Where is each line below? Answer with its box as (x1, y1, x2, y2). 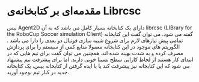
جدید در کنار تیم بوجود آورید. (7, 68, 70, 75)
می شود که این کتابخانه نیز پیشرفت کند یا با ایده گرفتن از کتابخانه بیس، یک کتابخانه (7, 62, 190, 69)
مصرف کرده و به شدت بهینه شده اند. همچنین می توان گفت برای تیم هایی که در (7, 49, 184, 56)
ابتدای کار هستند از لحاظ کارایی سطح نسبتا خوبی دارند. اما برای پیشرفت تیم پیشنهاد (7, 56, 194, 63)
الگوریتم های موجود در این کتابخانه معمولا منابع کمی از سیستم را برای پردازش (7, 43, 180, 50)
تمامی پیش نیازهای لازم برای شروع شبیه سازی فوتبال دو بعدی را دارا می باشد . (7, 37, 183, 44)
